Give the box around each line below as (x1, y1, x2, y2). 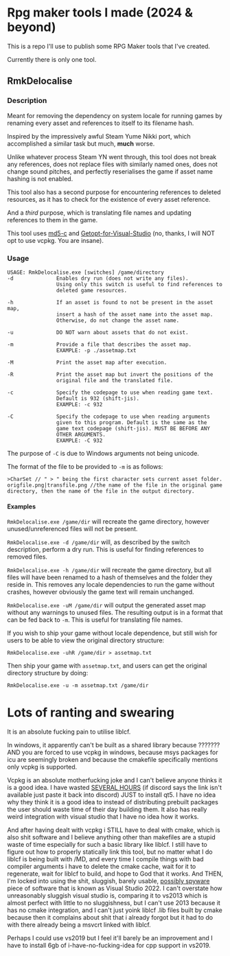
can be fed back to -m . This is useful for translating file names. (7, 616, 183, 624)
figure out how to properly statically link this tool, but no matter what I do (7, 848, 213, 856)
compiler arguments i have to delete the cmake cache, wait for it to (7, 863, 196, 871)
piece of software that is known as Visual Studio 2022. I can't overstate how (7, 884, 222, 893)
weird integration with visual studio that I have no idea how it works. (7, 813, 199, 821)
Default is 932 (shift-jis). (56, 395, 139, 402)
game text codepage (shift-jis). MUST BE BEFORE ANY (56, 425, 211, 432)
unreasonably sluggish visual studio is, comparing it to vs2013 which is (7, 891, 208, 900)
